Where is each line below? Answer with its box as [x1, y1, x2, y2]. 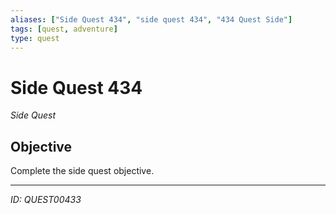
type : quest [10, 33, 60, 43]
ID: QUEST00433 [10, 194, 82, 206]
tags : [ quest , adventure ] [10, 24, 118, 34]
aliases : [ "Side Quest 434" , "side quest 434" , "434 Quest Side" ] [10, 14, 293, 25]
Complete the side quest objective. [10, 165, 155, 177]
